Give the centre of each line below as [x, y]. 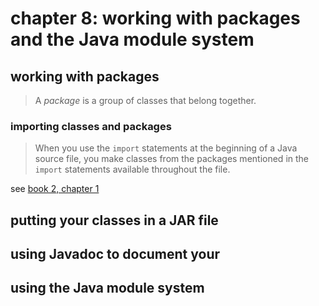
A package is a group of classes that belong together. [145, 100]
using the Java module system [107, 288]
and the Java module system [132, 39]
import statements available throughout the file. [132, 169]
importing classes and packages [91, 126]
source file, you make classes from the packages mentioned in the [171, 159]
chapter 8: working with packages [155, 18]
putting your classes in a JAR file [114, 220]
